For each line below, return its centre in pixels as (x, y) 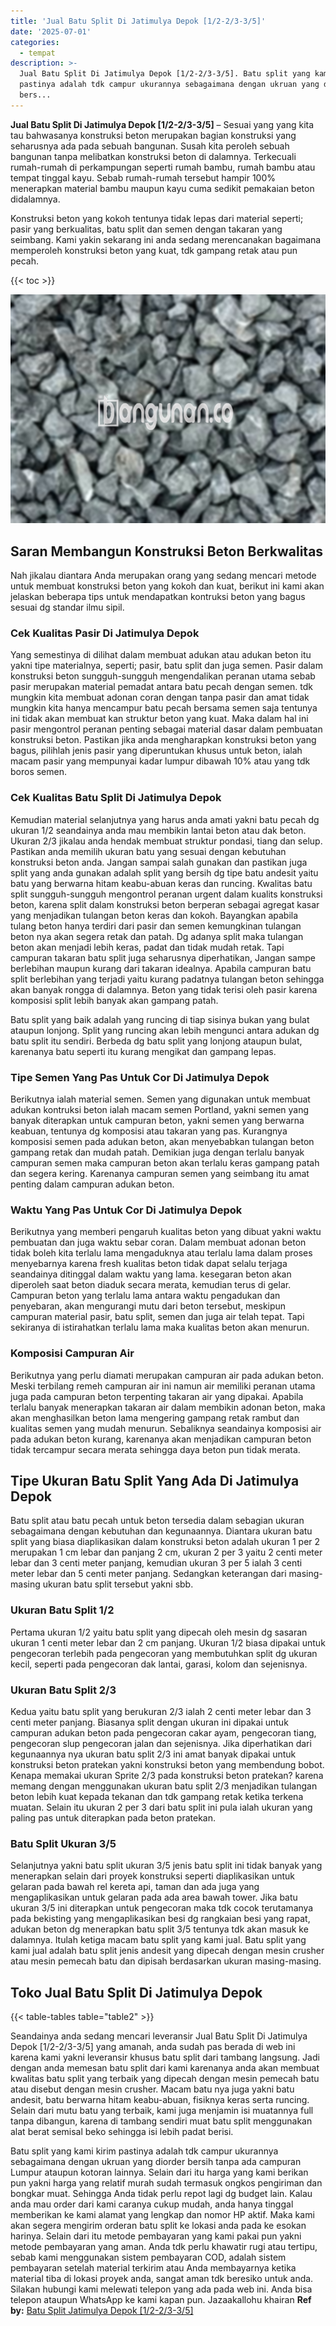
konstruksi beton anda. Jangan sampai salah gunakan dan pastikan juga (159, 862)
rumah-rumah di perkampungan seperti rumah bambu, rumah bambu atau (163, 167)
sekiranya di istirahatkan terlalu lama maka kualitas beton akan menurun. (160, 1327)
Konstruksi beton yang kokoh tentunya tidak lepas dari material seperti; (157, 218)
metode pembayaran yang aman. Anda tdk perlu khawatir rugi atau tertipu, (164, 2247)
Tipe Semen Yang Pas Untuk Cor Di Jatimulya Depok (140, 1077)
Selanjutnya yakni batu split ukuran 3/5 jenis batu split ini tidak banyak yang (166, 1866)
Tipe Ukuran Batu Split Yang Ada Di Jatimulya (155, 1480)
